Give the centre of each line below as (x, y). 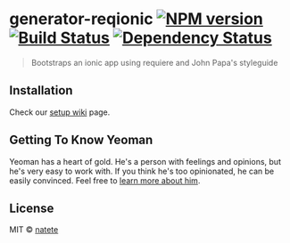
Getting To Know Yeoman (81, 140)
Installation (41, 90)
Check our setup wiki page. (60, 112)
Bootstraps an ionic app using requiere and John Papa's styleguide (154, 62)
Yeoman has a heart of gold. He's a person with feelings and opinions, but (145, 161)
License (32, 208)
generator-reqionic (81, 19)
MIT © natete (34, 230)
